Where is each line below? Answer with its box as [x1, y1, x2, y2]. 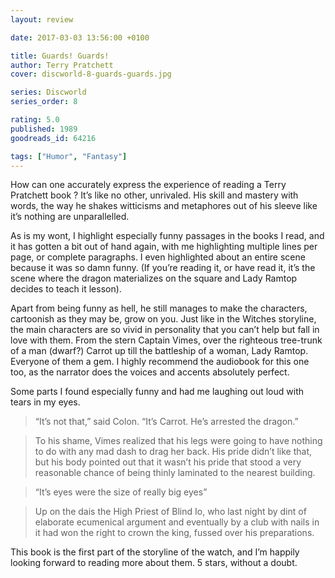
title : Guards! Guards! [10, 51, 110, 61]
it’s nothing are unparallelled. [10, 211, 130, 223]
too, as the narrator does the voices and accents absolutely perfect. [10, 366, 290, 378]
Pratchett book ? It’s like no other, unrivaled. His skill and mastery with [10, 189, 299, 201]
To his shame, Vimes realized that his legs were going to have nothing [34, 435, 323, 447]
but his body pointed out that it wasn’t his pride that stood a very [34, 456, 302, 468]
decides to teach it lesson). [10, 283, 122, 295]
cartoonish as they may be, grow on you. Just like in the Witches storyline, [10, 313, 317, 325]
